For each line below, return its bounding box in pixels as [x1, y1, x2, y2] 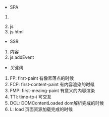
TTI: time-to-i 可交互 [9, 94, 52, 100]
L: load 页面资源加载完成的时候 [9, 107, 73, 112]
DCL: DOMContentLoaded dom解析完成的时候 [9, 100, 104, 106]
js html [9, 29, 24, 34]
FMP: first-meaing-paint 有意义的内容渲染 [9, 88, 95, 94]
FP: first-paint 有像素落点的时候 [9, 75, 74, 81]
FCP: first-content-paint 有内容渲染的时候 [9, 82, 95, 87]
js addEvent [9, 54, 34, 60]
